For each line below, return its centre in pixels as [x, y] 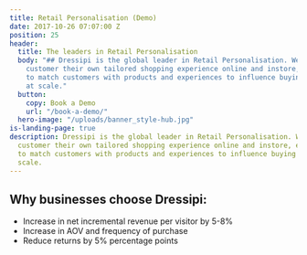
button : [32, 94]
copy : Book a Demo [61, 103]
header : [24, 43]
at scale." [47, 86]
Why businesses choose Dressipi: [108, 199]
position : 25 [34, 35]
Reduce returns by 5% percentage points [100, 241]
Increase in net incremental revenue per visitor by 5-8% [128, 221]
